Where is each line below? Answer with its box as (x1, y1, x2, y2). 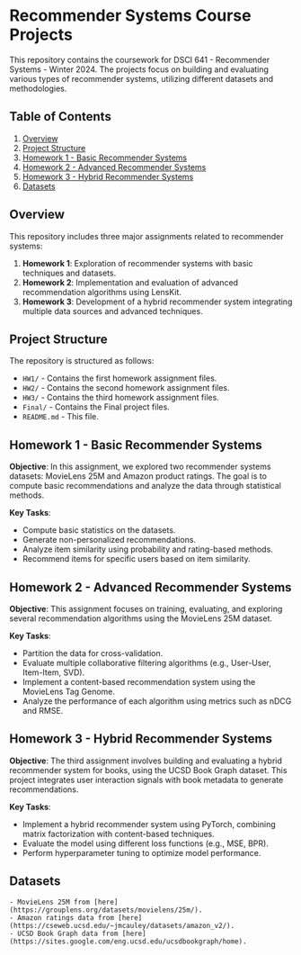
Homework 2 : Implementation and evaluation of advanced (22, 276, 239, 288)
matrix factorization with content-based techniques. (22, 828, 216, 839)
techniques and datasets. (22, 267, 117, 278)
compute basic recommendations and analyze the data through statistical (9, 481, 281, 491)
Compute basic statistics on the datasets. (22, 525, 176, 536)
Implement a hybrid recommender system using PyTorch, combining (22, 818, 276, 829)
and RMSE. (22, 706, 64, 716)
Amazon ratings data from (17, 913, 115, 923)
